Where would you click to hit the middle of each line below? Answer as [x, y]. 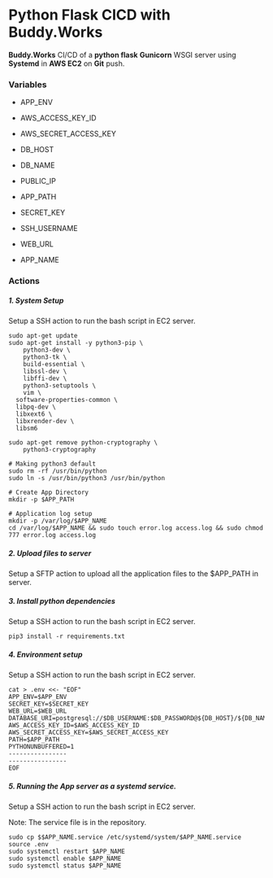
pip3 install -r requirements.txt [67, 636]
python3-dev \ [47, 350]
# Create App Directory [49, 493]
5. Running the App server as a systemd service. [93, 786]
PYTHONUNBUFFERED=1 [41, 747]
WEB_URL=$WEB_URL [38, 711]
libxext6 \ [34, 414]
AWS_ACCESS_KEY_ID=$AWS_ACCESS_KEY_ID [74, 726]
